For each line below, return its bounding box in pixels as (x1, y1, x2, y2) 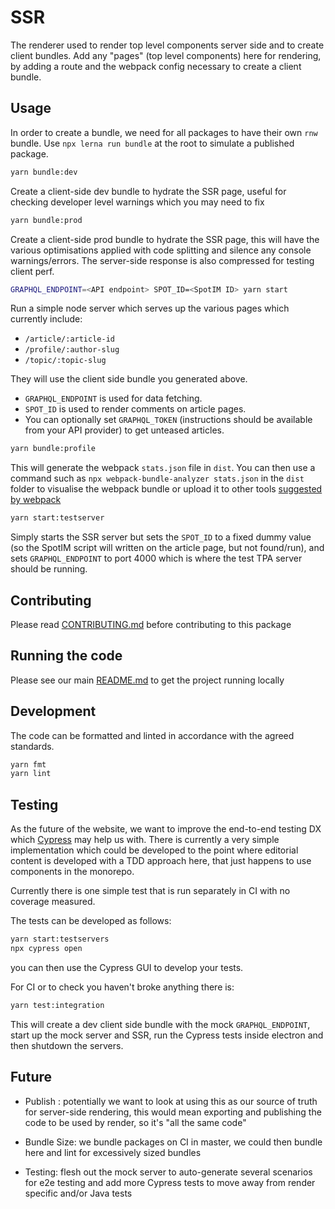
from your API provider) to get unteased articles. (24, 424, 225, 436)
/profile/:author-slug (24, 345, 120, 355)
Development (10, 703, 97, 720)
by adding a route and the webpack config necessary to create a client (10, 60, 302, 72)
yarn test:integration (10, 1000, 105, 1010)
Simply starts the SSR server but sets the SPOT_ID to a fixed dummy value (10, 531, 312, 543)
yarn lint (10, 769, 52, 779)
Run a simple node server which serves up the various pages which (10, 302, 290, 315)
